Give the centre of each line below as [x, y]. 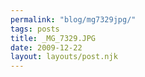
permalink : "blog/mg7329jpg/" [73, 19]
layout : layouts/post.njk [64, 57]
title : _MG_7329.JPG [53, 38]
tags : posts [35, 29]
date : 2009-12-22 [46, 47]
